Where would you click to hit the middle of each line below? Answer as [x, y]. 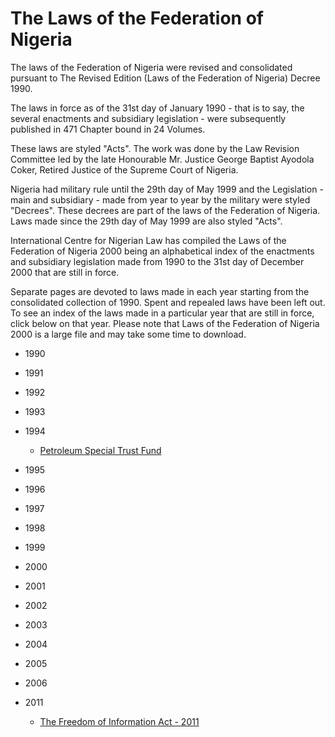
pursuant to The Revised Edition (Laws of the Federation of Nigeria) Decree [165, 78]
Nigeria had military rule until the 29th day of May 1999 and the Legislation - [167, 189]
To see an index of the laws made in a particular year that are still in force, [162, 313]
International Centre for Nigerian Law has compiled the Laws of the [148, 240]
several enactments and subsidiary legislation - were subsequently [148, 118]
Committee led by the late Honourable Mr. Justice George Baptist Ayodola [162, 159]
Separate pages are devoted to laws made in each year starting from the [160, 291]
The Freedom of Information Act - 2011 [119, 721]
